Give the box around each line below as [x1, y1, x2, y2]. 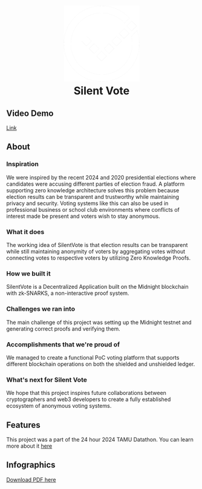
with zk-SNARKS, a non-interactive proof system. [6, 289, 129, 297]
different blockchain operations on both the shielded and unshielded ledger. [6, 360, 195, 368]
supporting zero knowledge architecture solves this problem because [6, 186, 180, 194]
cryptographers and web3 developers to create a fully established [6, 396, 171, 403]
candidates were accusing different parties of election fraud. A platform [6, 180, 185, 187]
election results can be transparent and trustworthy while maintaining [6, 193, 180, 200]
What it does [6, 228, 45, 236]
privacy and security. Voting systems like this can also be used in [6, 200, 169, 207]
